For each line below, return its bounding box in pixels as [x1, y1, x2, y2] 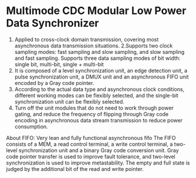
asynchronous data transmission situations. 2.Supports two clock [14, 42, 173, 49]
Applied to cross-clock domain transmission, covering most [14, 36, 159, 43]
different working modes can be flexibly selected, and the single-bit [14, 92, 179, 99]
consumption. [14, 123, 48, 130]
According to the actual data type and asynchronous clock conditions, [14, 85, 185, 93]
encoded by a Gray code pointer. [14, 79, 94, 86]
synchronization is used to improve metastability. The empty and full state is [6, 159, 190, 166]
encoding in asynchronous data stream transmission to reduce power [14, 117, 183, 124]
